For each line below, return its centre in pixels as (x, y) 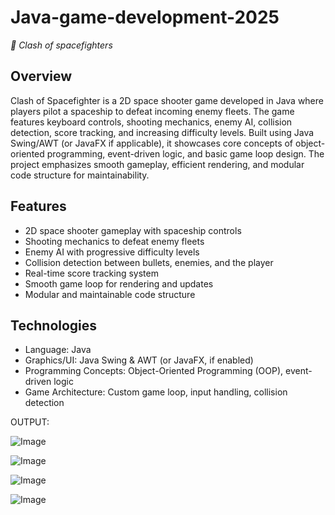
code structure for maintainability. (80, 175)
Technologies (54, 325)
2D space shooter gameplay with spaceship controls (133, 230)
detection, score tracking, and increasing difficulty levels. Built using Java (162, 132)
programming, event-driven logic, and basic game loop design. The (185, 153)
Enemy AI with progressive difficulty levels (112, 252)
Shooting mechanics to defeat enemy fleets (114, 241)
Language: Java (58, 350)
